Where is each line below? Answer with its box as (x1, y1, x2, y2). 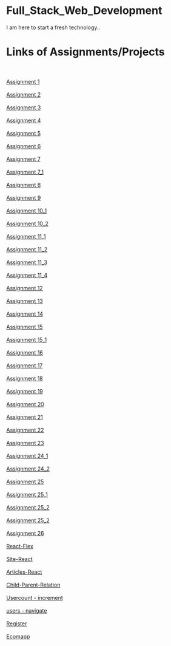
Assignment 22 (6, 426, 44, 433)
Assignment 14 (6, 310, 44, 318)
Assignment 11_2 (6, 245, 48, 253)
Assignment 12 (6, 284, 44, 291)
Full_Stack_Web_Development (6, 4, 163, 18)
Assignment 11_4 (6, 271, 47, 279)
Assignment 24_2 (6, 465, 50, 472)
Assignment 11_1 (6, 233, 46, 240)
